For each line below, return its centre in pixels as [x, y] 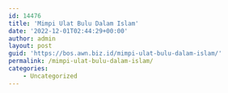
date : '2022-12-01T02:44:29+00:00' [68, 31]
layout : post [30, 46]
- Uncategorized [51, 76]
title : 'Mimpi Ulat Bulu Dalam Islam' [74, 23]
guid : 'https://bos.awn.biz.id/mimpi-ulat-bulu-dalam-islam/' [115, 53]
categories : [28, 69]
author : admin [32, 38]
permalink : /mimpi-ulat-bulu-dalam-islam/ [81, 61]
